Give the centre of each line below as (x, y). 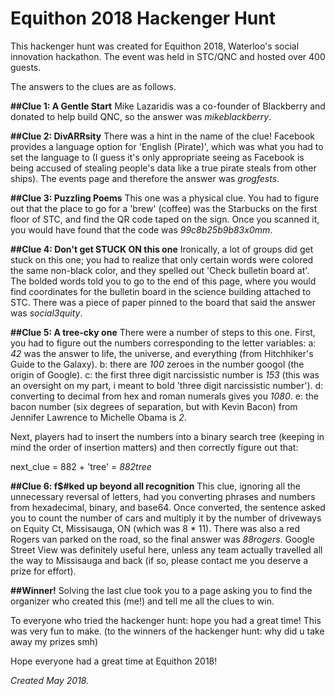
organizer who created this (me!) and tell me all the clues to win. (142, 601)
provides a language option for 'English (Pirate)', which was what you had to (167, 146)
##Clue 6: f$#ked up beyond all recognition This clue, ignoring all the (156, 486)
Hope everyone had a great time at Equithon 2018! (114, 661)
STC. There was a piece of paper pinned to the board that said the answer (163, 302)
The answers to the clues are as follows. (93, 86)
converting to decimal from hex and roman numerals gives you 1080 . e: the (164, 396)
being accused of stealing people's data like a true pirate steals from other (163, 168)
